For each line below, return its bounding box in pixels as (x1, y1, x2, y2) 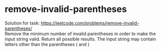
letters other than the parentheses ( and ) (4, 41, 89, 47)
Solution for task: (4, 20, 40, 26)
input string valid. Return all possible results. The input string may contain (4, 36, 156, 42)
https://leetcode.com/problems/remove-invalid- (40, 20, 139, 26)
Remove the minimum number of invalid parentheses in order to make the (4, 30, 156, 36)
